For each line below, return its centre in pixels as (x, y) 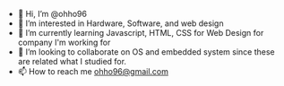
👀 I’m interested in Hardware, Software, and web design (120, 23)
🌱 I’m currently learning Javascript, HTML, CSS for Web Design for (141, 33)
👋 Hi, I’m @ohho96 (52, 14)
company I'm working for (64, 42)
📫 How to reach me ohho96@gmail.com (93, 71)
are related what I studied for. (72, 61)
